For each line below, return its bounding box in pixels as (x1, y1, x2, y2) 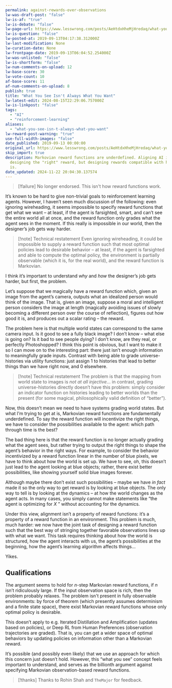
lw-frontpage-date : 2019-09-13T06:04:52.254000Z (5, 50, 111, 55)
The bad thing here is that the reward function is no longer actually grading (5, 437, 164, 443)
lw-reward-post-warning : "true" (5, 131, 74, 136)
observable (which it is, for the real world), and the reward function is (17, 257, 164, 264)
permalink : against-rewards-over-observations (5, 7, 106, 13)
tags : (5, 107, 17, 113)
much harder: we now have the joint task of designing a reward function (5, 522, 157, 528)
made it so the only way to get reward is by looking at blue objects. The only (5, 485, 166, 491)
